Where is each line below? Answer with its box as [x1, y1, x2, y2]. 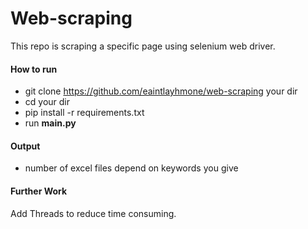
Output [10, 140, 41, 152]
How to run [10, 63, 58, 75]
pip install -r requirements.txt [24, 107, 145, 119]
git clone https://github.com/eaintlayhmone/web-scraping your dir [24, 85, 298, 97]
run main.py [24, 117, 77, 129]
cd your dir [24, 96, 71, 108]
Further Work [10, 185, 68, 197]
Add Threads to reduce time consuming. [10, 207, 177, 219]
